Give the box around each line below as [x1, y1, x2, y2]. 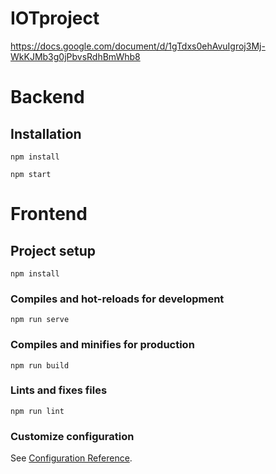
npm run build [10, 360, 70, 371]
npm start [10, 169, 52, 179]
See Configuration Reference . [10, 452, 133, 464]
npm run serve [10, 315, 70, 325]
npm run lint [10, 406, 65, 416]
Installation [10, 125, 82, 142]
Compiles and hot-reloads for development [10, 292, 225, 306]
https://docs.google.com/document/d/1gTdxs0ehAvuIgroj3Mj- [10, 40, 266, 52]
